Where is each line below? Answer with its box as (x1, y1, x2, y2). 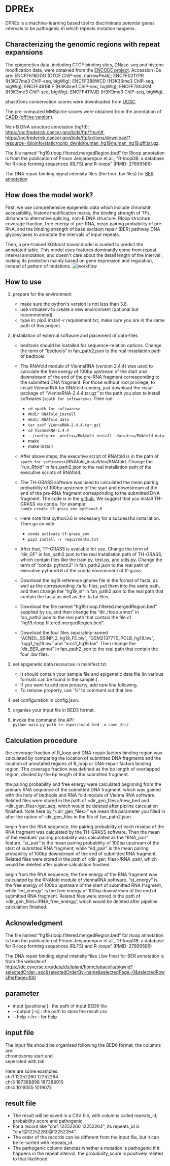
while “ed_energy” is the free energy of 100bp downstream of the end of (5, 888, 157, 894)
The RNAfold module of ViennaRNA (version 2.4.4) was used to (20, 363, 153, 369)
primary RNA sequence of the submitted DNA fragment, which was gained (5, 787, 161, 793)
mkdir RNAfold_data (27, 417, 70, 422)
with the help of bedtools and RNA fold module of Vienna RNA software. (5, 792, 156, 798)
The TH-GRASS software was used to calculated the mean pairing (20, 480, 159, 486)
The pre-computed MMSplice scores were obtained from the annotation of (5, 108, 161, 115)
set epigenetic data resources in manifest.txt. (12, 661, 108, 668)
